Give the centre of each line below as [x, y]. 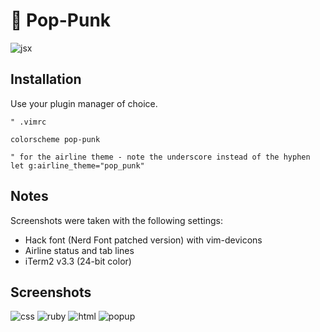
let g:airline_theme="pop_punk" [77, 165]
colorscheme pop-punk [55, 139]
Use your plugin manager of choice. [84, 103]
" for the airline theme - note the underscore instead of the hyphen [160, 157]
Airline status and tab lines [79, 250]
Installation [46, 79]
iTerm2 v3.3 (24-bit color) [78, 261]
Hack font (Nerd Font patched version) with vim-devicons [143, 240]
